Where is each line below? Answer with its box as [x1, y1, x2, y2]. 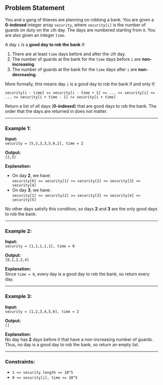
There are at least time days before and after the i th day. [12, 51, 126, 57]
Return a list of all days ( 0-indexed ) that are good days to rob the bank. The [5, 103, 157, 109]
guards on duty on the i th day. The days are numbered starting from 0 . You [5, 27, 156, 33]
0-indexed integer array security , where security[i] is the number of [5, 22, 146, 28]
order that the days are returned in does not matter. [5, 108, 108, 114]
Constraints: [5, 358, 35, 365]
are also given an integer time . [5, 32, 65, 38]
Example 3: [5, 293, 33, 300]
